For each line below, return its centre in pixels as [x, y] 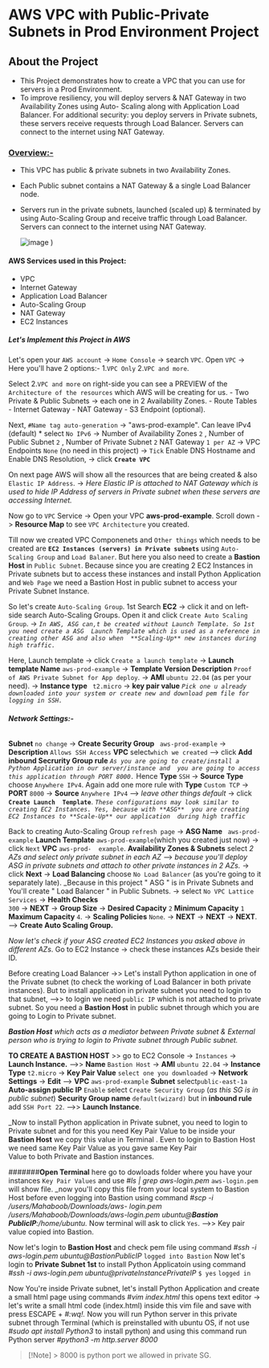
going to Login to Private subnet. [62, 1016]
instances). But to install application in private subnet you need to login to [130, 990]
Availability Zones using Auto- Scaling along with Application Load [129, 106]
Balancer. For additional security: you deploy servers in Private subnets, [139, 115]
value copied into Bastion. [51, 1232]
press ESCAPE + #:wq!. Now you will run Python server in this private [123, 1313]
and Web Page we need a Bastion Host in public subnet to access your [123, 583]
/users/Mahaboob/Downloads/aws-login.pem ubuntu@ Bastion [113, 1215]
